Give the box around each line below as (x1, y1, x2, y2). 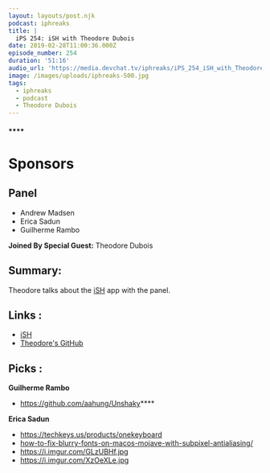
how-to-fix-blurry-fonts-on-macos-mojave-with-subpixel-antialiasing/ (19, 438, 253, 448)
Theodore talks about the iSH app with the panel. (8, 285, 171, 294)
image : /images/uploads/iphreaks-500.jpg (8, 72, 149, 80)
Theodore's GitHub (19, 339, 84, 348)
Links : (8, 308, 43, 322)
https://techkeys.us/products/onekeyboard (19, 430, 162, 439)
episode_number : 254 (8, 49, 78, 57)
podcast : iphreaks (8, 19, 70, 27)
